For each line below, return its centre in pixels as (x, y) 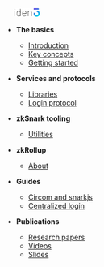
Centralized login (56, 205)
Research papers (56, 237)
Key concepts (51, 54)
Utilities (41, 134)
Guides (28, 181)
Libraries (43, 94)
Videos (40, 245)
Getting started (53, 62)
